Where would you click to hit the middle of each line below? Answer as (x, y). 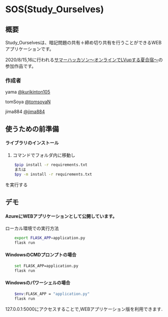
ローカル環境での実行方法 (32, 228)
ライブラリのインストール (32, 143)
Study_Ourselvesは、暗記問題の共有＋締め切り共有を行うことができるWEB (83, 42)
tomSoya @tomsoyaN (28, 102)
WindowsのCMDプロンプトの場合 (41, 255)
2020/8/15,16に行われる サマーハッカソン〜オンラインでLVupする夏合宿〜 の (84, 60)
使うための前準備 (32, 129)
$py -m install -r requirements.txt (53, 174)
